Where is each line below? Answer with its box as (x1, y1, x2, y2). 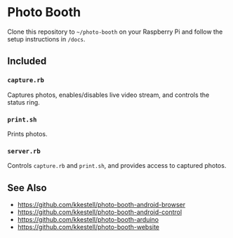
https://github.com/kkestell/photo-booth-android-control (17, 208, 182, 216)
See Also (7, 182, 47, 194)
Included (7, 55, 47, 67)
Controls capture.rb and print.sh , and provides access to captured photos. (7, 161, 227, 170)
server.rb (7, 147, 41, 155)
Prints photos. (7, 129, 48, 138)
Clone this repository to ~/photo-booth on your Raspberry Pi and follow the (7, 27, 223, 36)
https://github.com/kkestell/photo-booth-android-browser (17, 201, 186, 209)
